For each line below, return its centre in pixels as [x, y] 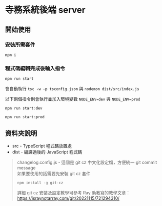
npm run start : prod [25, 117]
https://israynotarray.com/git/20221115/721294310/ [68, 198]
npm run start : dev [24, 108]
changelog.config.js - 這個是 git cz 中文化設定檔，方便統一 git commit [87, 162]
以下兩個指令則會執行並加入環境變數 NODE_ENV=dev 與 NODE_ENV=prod [73, 99]
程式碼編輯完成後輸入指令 [35, 68]
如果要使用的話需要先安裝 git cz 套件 [54, 174]
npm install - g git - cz [40, 183]
